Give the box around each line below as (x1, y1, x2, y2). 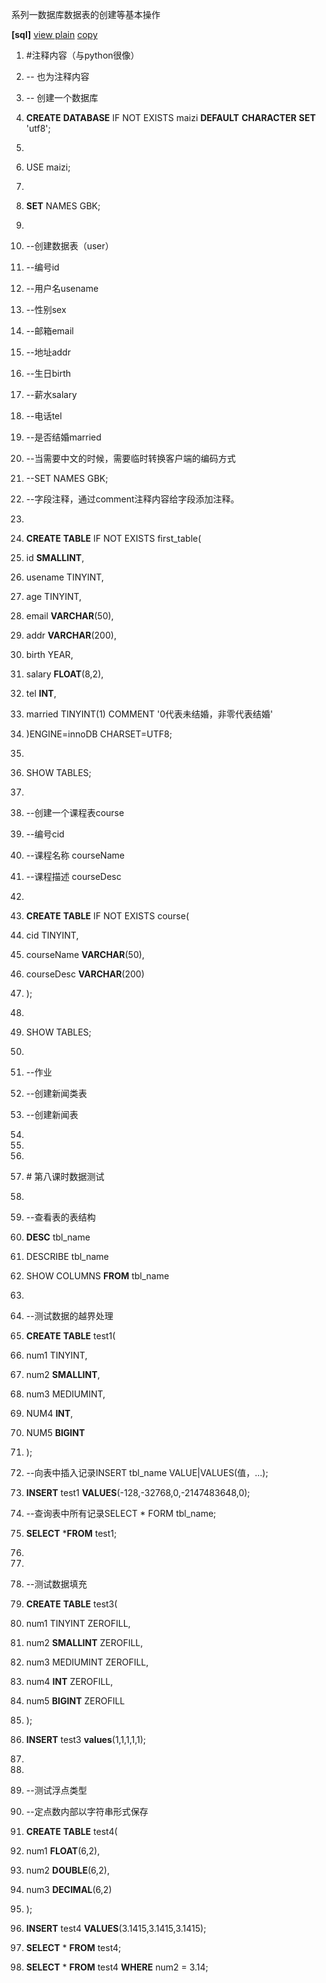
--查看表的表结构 (25, 1211, 96, 1223)
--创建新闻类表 (25, 1088, 88, 1099)
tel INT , (25, 688, 57, 699)
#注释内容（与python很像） (25, 49, 140, 61)
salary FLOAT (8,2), (25, 668, 104, 680)
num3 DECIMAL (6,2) (25, 1884, 113, 1895)
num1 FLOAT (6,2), (25, 1845, 101, 1857)
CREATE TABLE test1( (25, 1330, 116, 1342)
